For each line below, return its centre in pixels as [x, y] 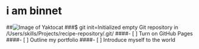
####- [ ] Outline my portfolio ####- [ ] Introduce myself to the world [91, 40]
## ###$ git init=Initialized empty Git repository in [92, 27]
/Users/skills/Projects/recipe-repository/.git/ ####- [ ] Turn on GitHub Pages [99, 33]
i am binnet [34, 11]
